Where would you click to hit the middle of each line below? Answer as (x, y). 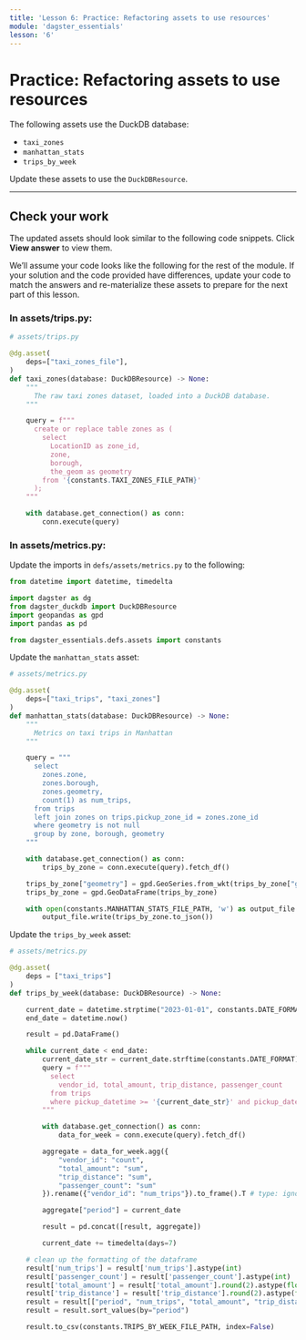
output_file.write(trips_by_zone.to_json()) (128, 917)
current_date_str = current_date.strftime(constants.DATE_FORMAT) (171, 1059)
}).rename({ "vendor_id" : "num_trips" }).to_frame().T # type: (161, 1194)
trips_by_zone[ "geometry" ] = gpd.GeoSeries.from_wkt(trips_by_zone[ (158, 884)
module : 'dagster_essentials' (67, 26)
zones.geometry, (73, 792)
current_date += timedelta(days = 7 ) (110, 1243)
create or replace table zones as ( (103, 429)
